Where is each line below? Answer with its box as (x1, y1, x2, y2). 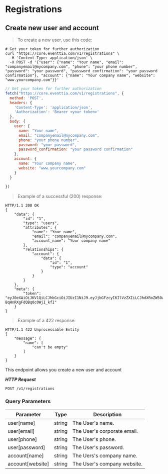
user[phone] (7, 436, 37, 443)
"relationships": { (23, 247, 64, 252)
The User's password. (72, 444, 124, 451)
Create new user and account (5, 24, 99, 32)
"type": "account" (49, 265, 88, 270)
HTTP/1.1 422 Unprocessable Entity (5, 327, 79, 332)
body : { (9, 119, 26, 124)
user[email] (7, 427, 35, 434)
